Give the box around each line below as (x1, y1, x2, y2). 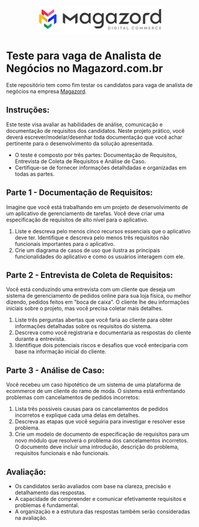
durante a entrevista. (14, 335, 66, 342)
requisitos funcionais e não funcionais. (14, 450, 110, 457)
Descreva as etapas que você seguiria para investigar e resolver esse (14, 418, 185, 425)
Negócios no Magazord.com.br (6, 62, 163, 76)
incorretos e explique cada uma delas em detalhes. (14, 411, 140, 419)
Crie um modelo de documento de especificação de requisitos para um (14, 431, 189, 438)
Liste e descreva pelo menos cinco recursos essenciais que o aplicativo (14, 227, 191, 235)
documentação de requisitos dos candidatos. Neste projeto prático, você (6, 127, 185, 134)
